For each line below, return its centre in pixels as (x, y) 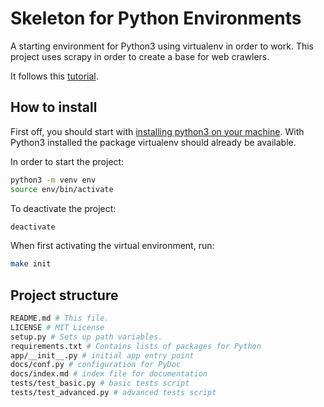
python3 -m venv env (53, 180)
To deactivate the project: (63, 208)
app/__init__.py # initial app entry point (102, 355)
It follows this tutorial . (54, 76)
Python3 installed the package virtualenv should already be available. (153, 142)
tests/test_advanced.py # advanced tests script (113, 393)
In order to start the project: (67, 161)
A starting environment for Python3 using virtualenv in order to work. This (162, 46)
